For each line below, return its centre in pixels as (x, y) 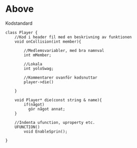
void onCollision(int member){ (48, 42)
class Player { (22, 32)
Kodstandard (19, 23)
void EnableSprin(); (46, 132)
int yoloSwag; (39, 68)
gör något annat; (47, 109)
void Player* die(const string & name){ (58, 100)
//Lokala (33, 64)
